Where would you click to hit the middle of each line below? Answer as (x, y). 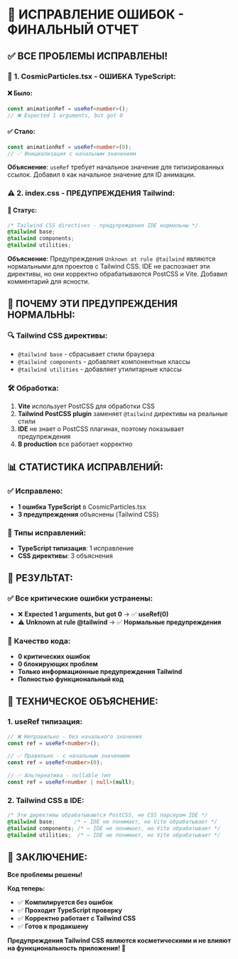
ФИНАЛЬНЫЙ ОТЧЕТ (73, 30)
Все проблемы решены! (45, 874)
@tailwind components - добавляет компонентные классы (104, 361)
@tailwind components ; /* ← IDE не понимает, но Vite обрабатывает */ (114, 828)
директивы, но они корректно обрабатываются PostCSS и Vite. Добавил (118, 274)
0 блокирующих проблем (58, 664)
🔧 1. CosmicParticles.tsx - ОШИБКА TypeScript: (92, 76)
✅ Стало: (21, 132)
